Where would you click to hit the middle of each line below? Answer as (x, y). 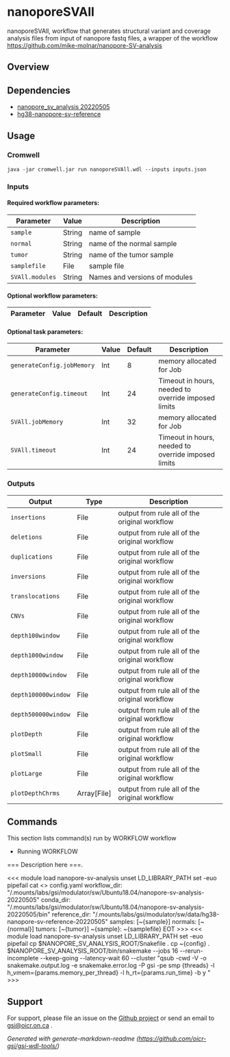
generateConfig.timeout (49, 394)
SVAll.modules (34, 277)
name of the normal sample (133, 243)
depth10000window (39, 675)
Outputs (21, 484)
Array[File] (94, 793)
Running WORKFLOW (48, 851)
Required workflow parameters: (53, 203)
